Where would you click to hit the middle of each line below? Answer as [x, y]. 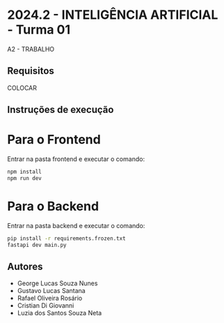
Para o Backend [53, 206]
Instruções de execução [61, 110]
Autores [25, 266]
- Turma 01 [39, 30]
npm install [24, 172]
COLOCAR [22, 88]
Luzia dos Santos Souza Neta [59, 313]
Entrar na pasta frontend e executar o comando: [76, 159]
